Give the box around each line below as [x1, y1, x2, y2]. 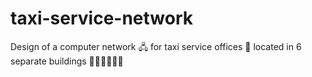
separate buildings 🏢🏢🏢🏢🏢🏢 [10, 55, 124, 67]
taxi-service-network [10, 7, 194, 30]
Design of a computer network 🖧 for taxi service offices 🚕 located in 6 [10, 40, 302, 52]
